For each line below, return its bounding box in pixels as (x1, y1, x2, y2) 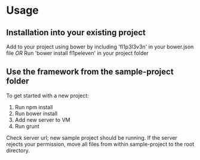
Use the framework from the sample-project (6, 67, 174, 77)
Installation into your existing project (6, 27, 146, 38)
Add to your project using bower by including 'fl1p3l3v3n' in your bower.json (6, 43, 194, 50)
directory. (6, 147, 30, 154)
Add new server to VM (14, 116, 70, 123)
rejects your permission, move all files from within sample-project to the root (6, 140, 195, 147)
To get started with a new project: (6, 92, 90, 99)
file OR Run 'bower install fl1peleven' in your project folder (6, 50, 149, 57)
